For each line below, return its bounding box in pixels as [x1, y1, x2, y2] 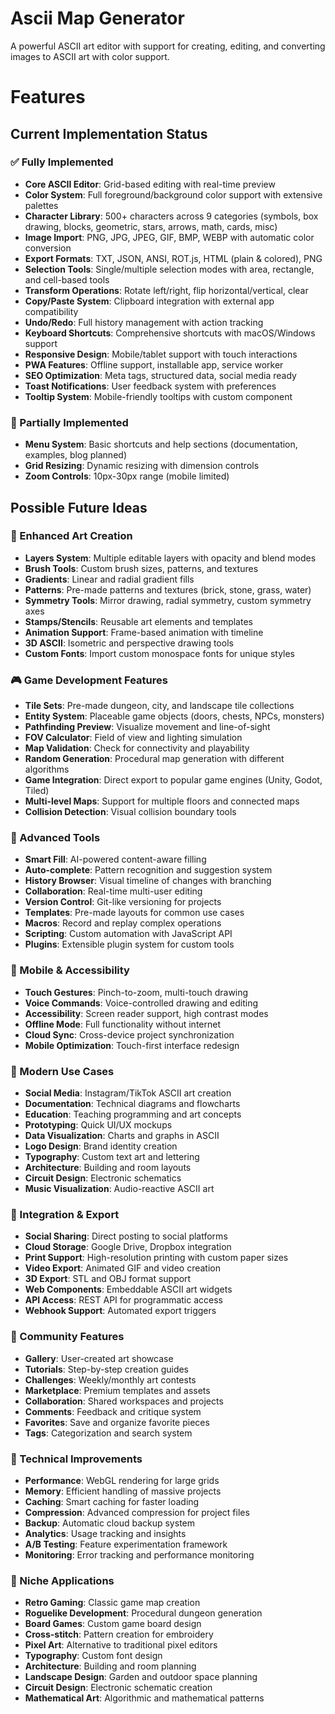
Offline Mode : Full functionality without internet [24, 1018, 222, 1030]
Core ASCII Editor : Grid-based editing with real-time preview [24, 178, 276, 190]
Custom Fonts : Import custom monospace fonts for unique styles [24, 647, 296, 659]
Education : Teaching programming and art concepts [24, 1108, 242, 1120]
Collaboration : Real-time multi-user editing [24, 885, 203, 897]
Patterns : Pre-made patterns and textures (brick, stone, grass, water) [24, 583, 312, 596]
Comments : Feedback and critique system [24, 1405, 202, 1417]
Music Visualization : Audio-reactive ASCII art [24, 1182, 215, 1194]
